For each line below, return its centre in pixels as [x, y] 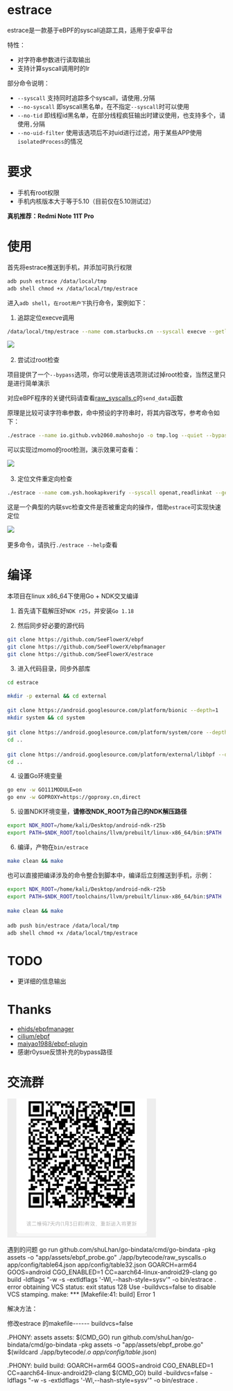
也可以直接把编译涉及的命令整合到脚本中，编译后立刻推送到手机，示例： [110, 875]
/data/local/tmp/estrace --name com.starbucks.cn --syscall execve [107, 331]
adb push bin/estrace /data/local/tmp [63, 926]
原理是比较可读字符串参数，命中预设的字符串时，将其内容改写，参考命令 [110, 413]
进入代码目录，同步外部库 [54, 668]
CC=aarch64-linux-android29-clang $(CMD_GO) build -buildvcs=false [108, 1373]
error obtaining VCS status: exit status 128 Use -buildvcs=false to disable [112, 1287]
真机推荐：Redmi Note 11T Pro [51, 216]
